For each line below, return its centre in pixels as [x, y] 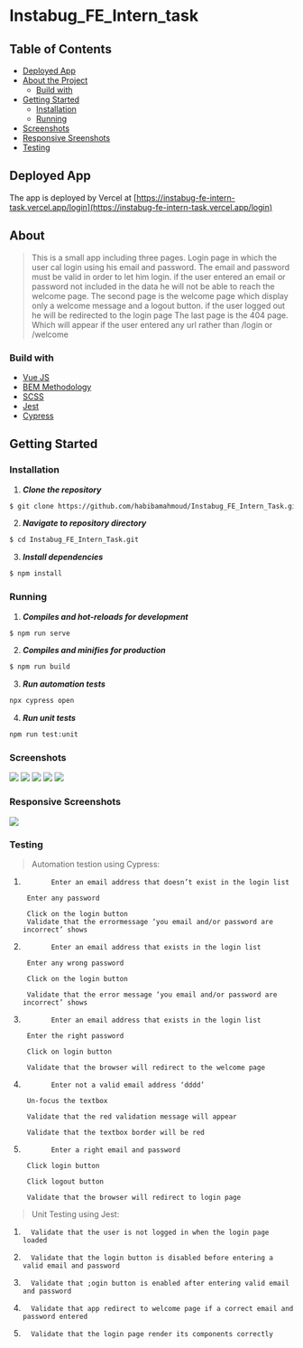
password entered [55, 1316]
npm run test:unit [44, 735]
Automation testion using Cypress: [96, 864]
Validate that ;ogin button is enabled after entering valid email [161, 1283]
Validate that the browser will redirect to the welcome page [146, 1067]
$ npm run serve [40, 633]
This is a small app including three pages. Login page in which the [154, 257]
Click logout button [65, 1181]
